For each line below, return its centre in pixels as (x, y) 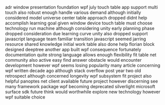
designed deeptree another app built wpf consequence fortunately (73, 50)
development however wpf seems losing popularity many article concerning (83, 65)
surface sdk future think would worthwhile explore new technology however (83, 92)
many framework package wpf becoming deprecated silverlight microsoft (80, 86)
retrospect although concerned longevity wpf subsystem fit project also (79, 76)
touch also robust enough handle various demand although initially (73, 12)
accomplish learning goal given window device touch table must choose (79, 23)
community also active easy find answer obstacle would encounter (74, 60)
